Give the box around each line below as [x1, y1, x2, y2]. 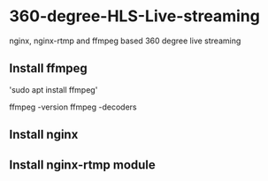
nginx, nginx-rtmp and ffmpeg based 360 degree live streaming [9, 35, 241, 46]
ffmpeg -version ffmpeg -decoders [9, 102, 137, 112]
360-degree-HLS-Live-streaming [9, 6, 261, 26]
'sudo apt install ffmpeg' [9, 84, 98, 94]
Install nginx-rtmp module [9, 157, 157, 172]
